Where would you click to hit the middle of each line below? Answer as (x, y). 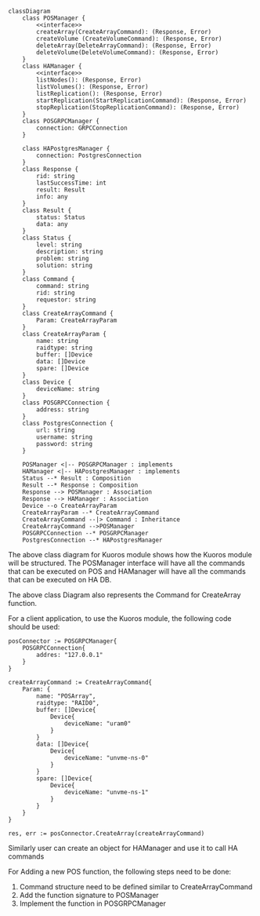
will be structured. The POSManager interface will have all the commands (126, 563)
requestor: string (66, 300)
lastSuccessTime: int (72, 183)
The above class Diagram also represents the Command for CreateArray (125, 595)
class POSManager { (54, 18)
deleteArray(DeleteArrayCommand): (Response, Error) (124, 46)
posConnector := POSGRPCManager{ (63, 641)
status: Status (61, 217)
